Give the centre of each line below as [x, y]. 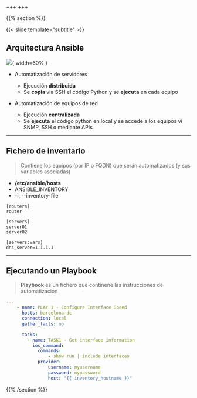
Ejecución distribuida [50, 85]
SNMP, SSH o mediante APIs [58, 127]
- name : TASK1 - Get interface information [81, 340]
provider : [49, 362]
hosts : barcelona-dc [47, 313]
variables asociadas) [45, 172]
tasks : [30, 335]
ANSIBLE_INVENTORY [41, 189]
